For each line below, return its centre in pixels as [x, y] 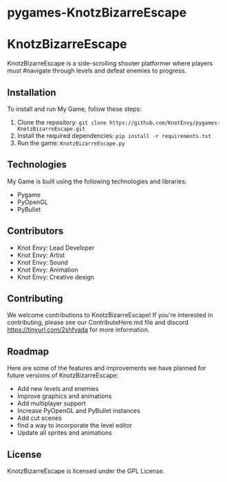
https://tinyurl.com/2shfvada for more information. [78, 330]
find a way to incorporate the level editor [75, 425]
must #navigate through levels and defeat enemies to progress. [97, 71]
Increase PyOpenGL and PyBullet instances [79, 411]
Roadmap [28, 351]
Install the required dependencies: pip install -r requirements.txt [114, 135]
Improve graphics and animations [64, 396]
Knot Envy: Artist [41, 255]
